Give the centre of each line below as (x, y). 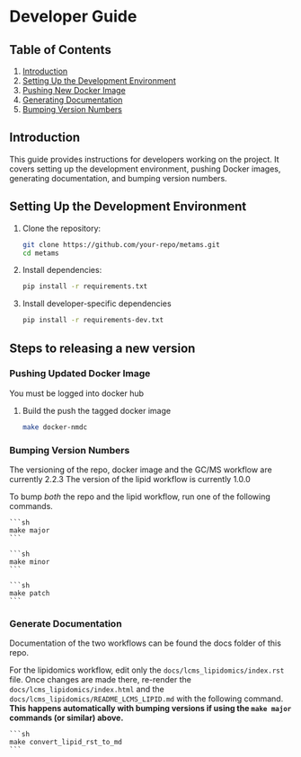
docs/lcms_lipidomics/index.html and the (87, 690)
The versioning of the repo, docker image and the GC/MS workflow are (141, 470)
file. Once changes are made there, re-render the (100, 680)
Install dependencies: (62, 270)
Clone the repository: (62, 228)
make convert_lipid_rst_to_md (66, 743)
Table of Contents (61, 50)
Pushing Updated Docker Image (80, 374)
